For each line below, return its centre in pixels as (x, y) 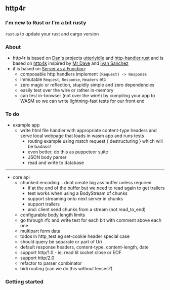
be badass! (39, 147)
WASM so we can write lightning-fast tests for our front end (82, 101)
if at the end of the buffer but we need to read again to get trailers (96, 188)
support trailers (44, 204)
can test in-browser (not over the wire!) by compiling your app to (88, 95)
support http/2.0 (37, 258)
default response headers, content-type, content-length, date (84, 247)
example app (26, 125)
